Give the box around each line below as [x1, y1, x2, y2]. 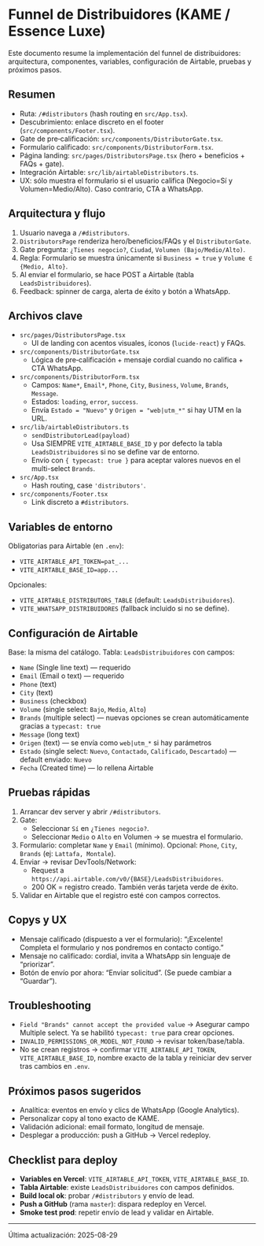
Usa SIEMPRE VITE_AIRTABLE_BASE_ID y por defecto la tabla [31, 439, 222, 448]
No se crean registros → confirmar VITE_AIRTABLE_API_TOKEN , [19, 1045, 217, 1055]
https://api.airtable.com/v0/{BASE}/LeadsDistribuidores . [31, 873, 224, 883]
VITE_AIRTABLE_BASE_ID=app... [19, 566, 119, 574]
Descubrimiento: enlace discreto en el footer [19, 117, 164, 127]
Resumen [8, 88, 56, 102]
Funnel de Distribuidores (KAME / [8, 6, 230, 24]
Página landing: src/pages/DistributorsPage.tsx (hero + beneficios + [19, 150, 245, 160]
